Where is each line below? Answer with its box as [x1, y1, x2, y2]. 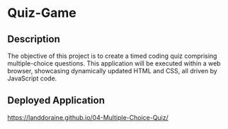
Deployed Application [7, 94, 105, 106]
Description [7, 33, 60, 45]
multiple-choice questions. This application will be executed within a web [7, 59, 221, 68]
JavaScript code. [7, 74, 57, 82]
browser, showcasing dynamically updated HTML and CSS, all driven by [7, 67, 217, 75]
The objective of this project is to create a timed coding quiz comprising [7, 51, 217, 60]
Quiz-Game [7, 5, 76, 21]
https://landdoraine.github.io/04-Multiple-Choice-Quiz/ [7, 113, 169, 121]
